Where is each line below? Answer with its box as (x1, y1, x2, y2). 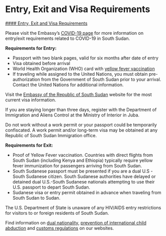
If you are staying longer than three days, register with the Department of (5, 106, 157, 112)
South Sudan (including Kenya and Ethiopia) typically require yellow (12, 157, 153, 163)
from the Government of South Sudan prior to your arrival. (41, 76, 161, 82)
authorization (12, 76, 40, 82)
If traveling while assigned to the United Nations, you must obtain (12, 71, 148, 77)
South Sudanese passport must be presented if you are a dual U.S (12, 168, 150, 174)
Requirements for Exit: (5, 142, 53, 148)
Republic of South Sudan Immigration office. (5, 132, 97, 138)
